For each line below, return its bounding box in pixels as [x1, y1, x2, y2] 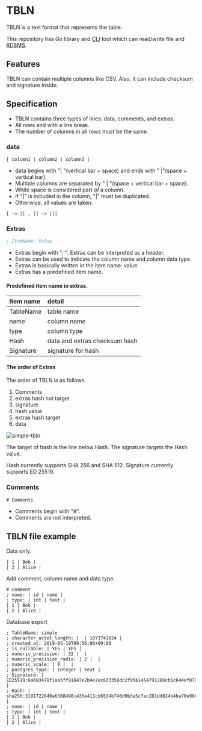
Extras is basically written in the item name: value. [14, 262, 139, 269]
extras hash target [14, 414, 61, 421]
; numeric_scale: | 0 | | [6, 661, 74, 667]
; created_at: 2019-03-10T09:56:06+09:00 [6, 640, 112, 646]
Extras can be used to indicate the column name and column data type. [14, 255, 192, 263]
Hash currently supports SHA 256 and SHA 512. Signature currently [6, 462, 174, 469]
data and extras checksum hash [47, 337, 138, 345]
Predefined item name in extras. [6, 282, 88, 289]
